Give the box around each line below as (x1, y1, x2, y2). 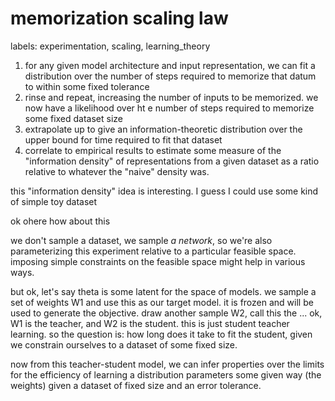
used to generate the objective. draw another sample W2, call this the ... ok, (10, 307, 323, 319)
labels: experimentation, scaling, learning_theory (10, 40, 211, 52)
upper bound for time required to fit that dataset (24, 133, 223, 146)
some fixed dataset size (24, 112, 123, 124)
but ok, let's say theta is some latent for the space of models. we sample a (10, 285, 317, 297)
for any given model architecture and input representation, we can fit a (24, 59, 316, 71)
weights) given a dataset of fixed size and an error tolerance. (10, 379, 262, 391)
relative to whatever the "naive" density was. (24, 165, 210, 177)
